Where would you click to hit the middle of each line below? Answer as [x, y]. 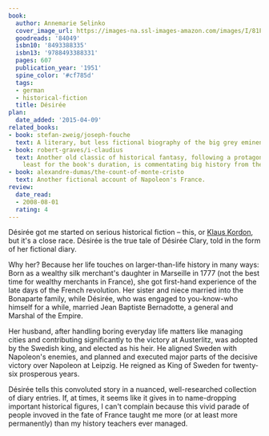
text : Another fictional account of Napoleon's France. [110, 180]
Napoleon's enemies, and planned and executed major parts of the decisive [133, 357]
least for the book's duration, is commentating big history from [136, 165]
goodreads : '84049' [48, 38]
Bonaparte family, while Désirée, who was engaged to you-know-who [123, 299]
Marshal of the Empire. [46, 316]
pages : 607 [34, 61]
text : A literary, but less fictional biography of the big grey [127, 142]
